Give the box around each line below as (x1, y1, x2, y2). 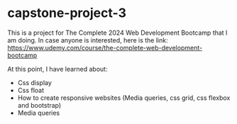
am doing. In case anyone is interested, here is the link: (7, 35, 168, 44)
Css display (17, 78, 52, 86)
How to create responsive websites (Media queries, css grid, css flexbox (17, 94, 231, 102)
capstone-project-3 (7, 5, 126, 21)
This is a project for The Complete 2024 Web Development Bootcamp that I (7, 28, 228, 37)
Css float (17, 86, 45, 94)
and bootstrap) (17, 101, 62, 109)
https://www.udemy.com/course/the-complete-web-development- (7, 43, 203, 52)
